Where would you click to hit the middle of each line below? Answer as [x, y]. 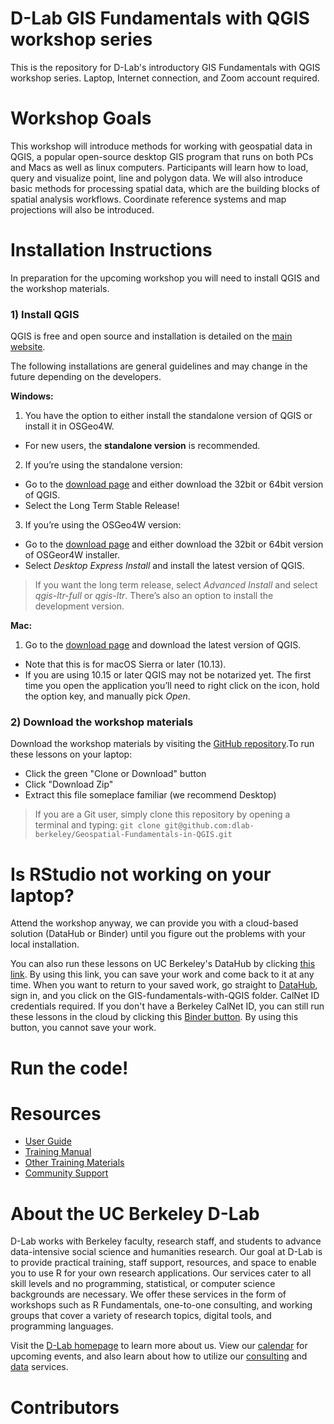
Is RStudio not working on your [141, 874]
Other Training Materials [74, 1163]
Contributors [65, 1407]
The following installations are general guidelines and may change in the [159, 366]
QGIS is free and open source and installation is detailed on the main [151, 336]
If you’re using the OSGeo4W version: [103, 525]
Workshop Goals [81, 118]
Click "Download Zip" [69, 784]
